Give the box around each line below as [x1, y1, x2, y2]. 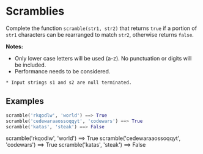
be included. [14, 61, 46, 68]
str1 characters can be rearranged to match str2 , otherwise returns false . [6, 31, 194, 38]
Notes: [6, 43, 24, 50]
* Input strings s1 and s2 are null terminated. [6, 79, 132, 86]
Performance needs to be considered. [14, 67, 111, 75]
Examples [6, 96, 44, 106]
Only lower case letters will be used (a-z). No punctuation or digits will [14, 54, 192, 62]
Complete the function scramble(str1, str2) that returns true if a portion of [6, 24, 197, 32]
